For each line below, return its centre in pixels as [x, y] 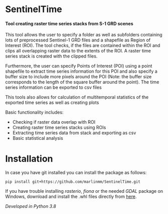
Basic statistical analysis [38, 138]
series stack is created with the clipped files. [52, 56]
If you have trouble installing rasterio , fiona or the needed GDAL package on [84, 191]
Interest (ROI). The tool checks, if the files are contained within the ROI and [83, 45]
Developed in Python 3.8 [31, 206]
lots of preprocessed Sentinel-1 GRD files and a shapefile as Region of [78, 40]
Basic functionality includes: [34, 113]
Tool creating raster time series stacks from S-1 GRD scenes [69, 23]
